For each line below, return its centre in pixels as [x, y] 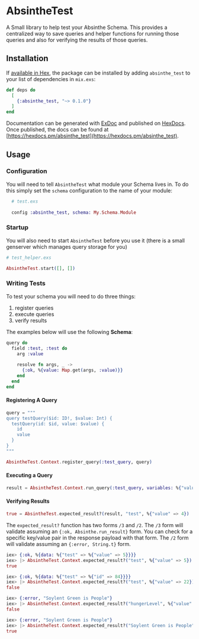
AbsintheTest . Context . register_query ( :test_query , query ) [79, 462]
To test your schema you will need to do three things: [71, 296]
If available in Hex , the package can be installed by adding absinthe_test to [98, 73]
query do [17, 343]
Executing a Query [30, 476]
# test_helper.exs [29, 258]
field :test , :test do [39, 348]
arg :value [30, 354]
